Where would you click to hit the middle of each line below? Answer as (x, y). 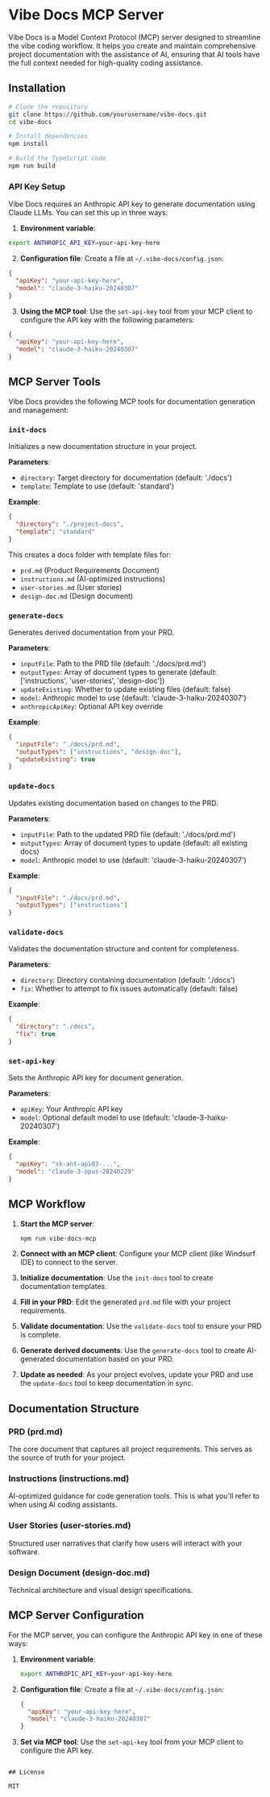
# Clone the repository (48, 106)
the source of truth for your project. (67, 1458)
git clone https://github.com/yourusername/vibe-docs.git (108, 114)
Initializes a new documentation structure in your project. (103, 447)
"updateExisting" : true (55, 759)
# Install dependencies (48, 136)
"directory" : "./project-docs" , (70, 524)
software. (24, 1552)
